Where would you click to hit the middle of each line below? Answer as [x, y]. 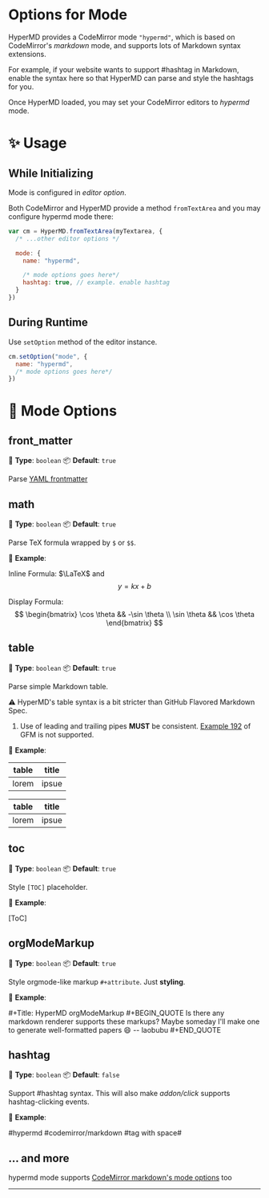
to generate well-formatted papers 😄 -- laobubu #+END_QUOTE [115, 1029]
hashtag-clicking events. [49, 1102]
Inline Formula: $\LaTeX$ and [57, 574]
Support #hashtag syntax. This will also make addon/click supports [119, 1094]
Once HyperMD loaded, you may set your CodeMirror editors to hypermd [129, 102]
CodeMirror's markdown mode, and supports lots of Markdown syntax [125, 45]
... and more [39, 1158]
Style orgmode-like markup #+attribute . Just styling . [97, 981]
